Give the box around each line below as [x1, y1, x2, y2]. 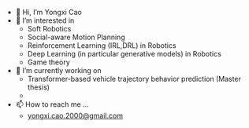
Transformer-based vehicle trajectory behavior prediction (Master [27, 75, 242, 83]
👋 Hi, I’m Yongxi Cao [15, 8, 83, 16]
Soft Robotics [27, 24, 72, 33]
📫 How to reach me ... [15, 100, 89, 109]
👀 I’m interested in [15, 16, 75, 25]
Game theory [27, 57, 71, 67]
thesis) [27, 82, 50, 92]
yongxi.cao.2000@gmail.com [27, 111, 124, 120]
